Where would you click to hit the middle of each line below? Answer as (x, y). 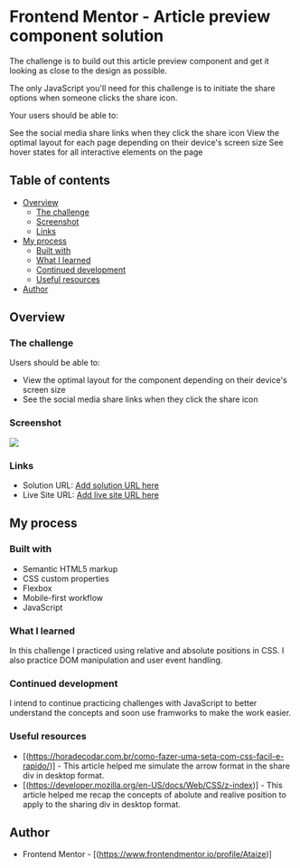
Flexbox (37, 588)
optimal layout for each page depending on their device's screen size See (146, 142)
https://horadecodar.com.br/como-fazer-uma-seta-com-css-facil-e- (156, 756)
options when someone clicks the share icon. (94, 98)
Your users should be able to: (64, 115)
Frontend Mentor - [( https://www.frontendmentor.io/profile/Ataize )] (147, 854)
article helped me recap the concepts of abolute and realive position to (154, 795)
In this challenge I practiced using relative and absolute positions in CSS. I (147, 651)
